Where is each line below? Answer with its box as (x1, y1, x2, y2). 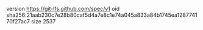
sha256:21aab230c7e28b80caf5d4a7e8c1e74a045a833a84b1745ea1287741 (6, 11, 198, 19)
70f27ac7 (6, 18, 30, 25)
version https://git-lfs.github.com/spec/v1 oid (6, 5, 120, 12)
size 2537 (31, 18, 56, 25)
